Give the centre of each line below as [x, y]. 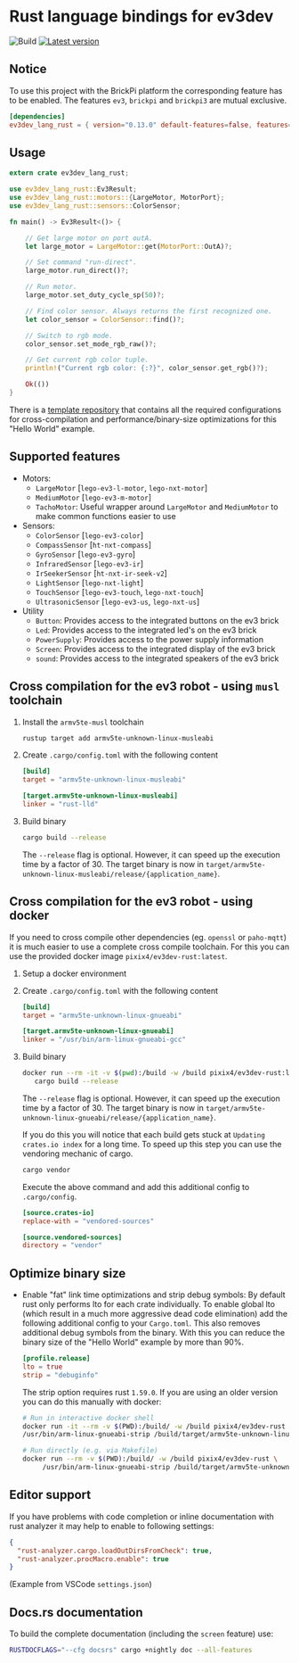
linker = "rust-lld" [60, 805]
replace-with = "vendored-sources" [88, 1221]
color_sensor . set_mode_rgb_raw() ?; [91, 344]
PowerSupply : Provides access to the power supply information [149, 639]
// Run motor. [51, 287]
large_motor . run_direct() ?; [77, 271]
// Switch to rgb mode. [69, 335]
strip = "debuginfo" [60, 1375]
